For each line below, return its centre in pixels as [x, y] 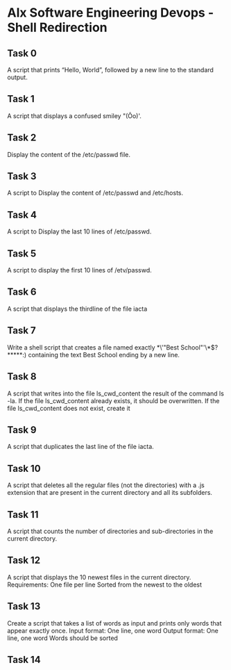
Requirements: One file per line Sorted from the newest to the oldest [105, 585]
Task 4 [22, 214]
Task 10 [24, 468]
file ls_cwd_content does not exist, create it [69, 408]
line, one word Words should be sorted [62, 638]
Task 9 [22, 430]
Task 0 [22, 53]
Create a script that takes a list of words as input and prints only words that [114, 623]
